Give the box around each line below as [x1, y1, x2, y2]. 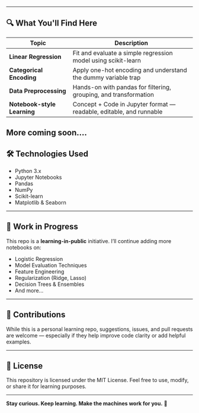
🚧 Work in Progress [6, 222, 79, 232]
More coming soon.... [6, 128, 88, 138]
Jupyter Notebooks [14, 174, 62, 181]
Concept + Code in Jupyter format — [72, 100, 176, 108]
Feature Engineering [14, 268, 65, 275]
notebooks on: [6, 244, 41, 251]
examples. [6, 338, 31, 345]
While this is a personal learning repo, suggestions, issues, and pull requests [6, 325, 193, 333]
